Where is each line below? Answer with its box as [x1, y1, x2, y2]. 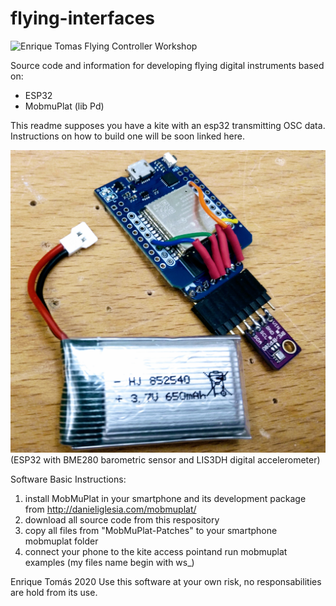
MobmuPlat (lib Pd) [24, 100, 105, 112]
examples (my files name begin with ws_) [24, 556, 195, 568]
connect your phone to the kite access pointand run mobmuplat [24, 545, 288, 557]
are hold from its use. [10, 586, 98, 598]
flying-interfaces [10, 7, 155, 30]
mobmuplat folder [24, 535, 99, 547]
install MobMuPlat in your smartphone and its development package [24, 492, 307, 504]
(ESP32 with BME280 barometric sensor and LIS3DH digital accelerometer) [10, 453, 321, 466]
